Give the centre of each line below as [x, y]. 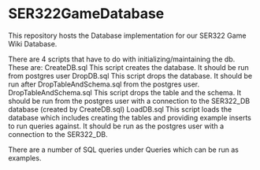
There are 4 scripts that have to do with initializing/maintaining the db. [122, 59]
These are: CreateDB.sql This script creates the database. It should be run [129, 67]
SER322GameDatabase [86, 14]
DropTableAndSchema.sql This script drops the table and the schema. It [125, 92]
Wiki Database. [33, 43]
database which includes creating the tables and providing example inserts [130, 117]
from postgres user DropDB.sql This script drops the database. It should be [130, 76]
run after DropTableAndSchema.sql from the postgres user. [104, 84]
